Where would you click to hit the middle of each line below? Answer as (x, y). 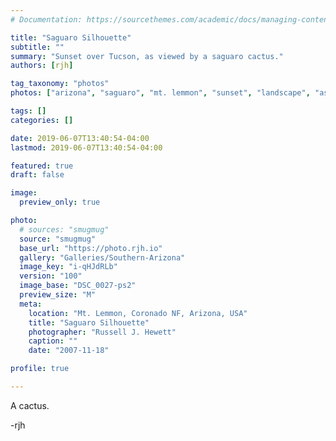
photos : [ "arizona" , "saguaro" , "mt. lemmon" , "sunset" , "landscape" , (160, 93)
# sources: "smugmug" (64, 229)
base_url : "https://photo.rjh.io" (91, 248)
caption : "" (53, 341)
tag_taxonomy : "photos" (60, 84)
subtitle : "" (37, 47)
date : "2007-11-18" (69, 351)
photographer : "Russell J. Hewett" (102, 332)
